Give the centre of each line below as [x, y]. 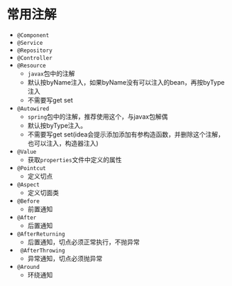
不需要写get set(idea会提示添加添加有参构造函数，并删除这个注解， [126, 134]
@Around [28, 267]
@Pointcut [32, 168]
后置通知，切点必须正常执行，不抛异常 [83, 242]
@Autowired [33, 108]
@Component [33, 35]
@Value [27, 152]
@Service [30, 43]
